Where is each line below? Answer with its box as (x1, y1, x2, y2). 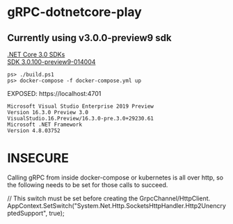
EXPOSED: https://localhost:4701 (7, 90, 102, 97)
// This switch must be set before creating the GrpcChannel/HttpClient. (7, 194, 211, 202)
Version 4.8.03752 (7, 127, 61, 134)
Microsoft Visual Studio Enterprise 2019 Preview (7, 103, 154, 110)
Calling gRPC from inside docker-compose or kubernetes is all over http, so (7, 173, 224, 182)
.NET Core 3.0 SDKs (7, 50, 65, 58)
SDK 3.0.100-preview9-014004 (7, 58, 96, 66)
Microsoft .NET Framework (7, 121, 82, 128)
